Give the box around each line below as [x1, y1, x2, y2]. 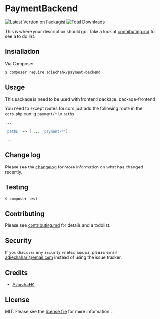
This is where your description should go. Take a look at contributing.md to [5, 28, 155, 34]
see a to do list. [5, 34, 35, 39]
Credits [5, 269, 28, 277]
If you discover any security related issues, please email [5, 250, 117, 255]
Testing [5, 183, 29, 192]
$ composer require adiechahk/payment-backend [5, 70, 101, 75]
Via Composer [5, 60, 34, 66]
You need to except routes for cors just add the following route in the [5, 105, 143, 112]
